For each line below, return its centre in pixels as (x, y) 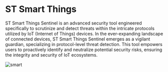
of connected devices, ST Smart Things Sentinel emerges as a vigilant (78, 39)
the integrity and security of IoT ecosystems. (51, 55)
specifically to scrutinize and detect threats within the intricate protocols (80, 28)
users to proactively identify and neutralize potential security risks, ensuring (84, 49)
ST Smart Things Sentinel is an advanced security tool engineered (73, 23)
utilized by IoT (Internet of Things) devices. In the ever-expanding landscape (84, 33)
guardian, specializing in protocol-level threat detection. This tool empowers (84, 44)
